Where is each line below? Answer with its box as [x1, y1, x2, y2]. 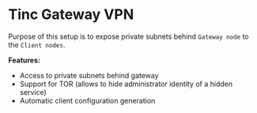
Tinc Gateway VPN [8, 6, 134, 24]
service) [19, 87, 47, 96]
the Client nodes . [8, 40, 66, 49]
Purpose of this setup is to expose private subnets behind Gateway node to [8, 32, 249, 41]
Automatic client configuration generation [19, 96, 156, 105]
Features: [8, 55, 41, 65]
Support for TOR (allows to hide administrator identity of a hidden [19, 79, 233, 89]
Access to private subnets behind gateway [19, 70, 160, 80]
